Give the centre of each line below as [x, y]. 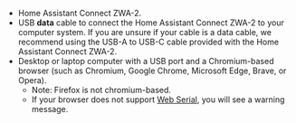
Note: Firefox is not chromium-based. [101, 90]
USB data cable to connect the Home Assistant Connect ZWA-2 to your [151, 23]
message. [50, 109]
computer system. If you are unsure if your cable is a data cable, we [144, 32]
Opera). [32, 80]
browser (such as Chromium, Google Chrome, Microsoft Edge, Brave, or [152, 71]
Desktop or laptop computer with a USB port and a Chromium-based [146, 61]
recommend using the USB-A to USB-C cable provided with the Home [148, 42]
